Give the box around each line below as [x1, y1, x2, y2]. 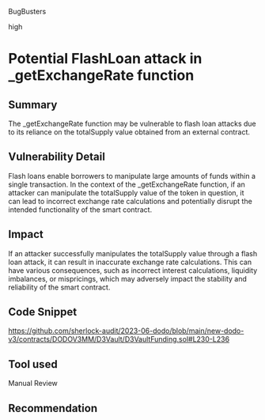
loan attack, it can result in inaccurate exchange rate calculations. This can [8, 257, 252, 267]
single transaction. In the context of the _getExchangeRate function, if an [8, 180, 245, 189]
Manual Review [8, 379, 58, 388]
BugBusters [8, 7, 47, 16]
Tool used [8, 358, 58, 371]
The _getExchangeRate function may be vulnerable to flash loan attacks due [8, 119, 257, 128]
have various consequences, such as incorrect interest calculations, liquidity [8, 265, 258, 275]
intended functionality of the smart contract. [8, 205, 153, 214]
